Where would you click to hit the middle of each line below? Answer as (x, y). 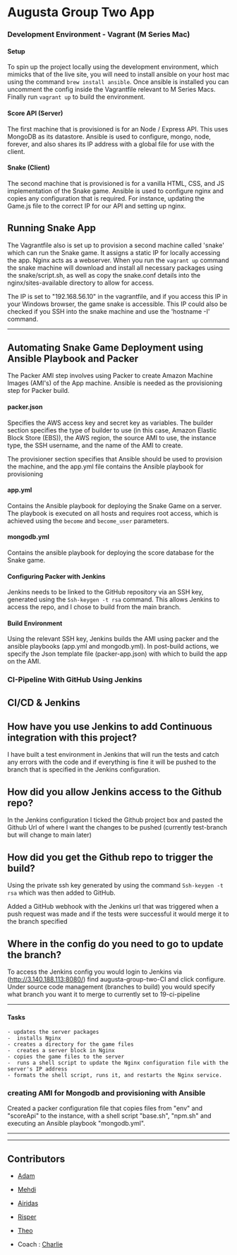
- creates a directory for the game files (71, 1044)
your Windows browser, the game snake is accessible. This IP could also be (117, 304)
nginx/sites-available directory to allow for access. (80, 283)
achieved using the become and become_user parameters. (88, 521)
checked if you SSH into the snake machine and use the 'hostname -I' (109, 311)
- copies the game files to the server (66, 1057)
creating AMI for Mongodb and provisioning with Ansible (107, 1093)
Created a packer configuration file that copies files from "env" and (105, 1108)
